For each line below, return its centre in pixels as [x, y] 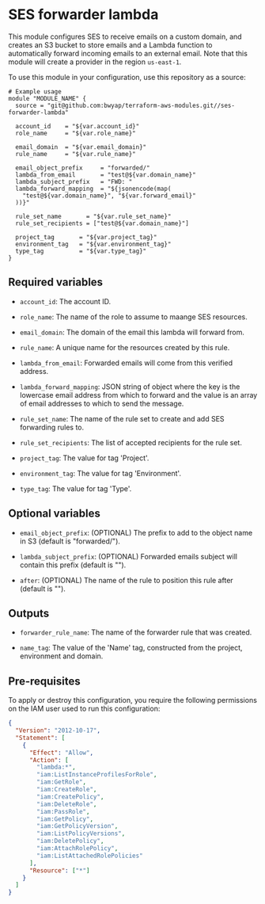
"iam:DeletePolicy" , [70, 841]
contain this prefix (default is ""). [73, 565]
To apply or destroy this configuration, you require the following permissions [132, 700]
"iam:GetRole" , [62, 782]
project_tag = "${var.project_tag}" [86, 237]
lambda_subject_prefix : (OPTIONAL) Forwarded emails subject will [128, 556]
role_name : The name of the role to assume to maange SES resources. [133, 317]
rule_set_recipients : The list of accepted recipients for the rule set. [131, 442]
